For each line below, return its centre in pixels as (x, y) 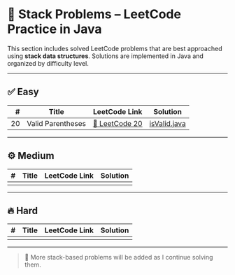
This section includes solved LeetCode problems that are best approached (115, 48)
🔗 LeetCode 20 (117, 123)
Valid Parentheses (56, 123)
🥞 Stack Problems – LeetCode (94, 14)
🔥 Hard (23, 210)
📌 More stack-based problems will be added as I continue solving (119, 258)
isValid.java (168, 123)
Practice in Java (55, 29)
